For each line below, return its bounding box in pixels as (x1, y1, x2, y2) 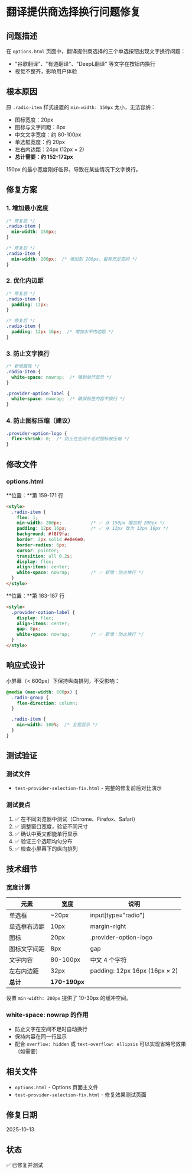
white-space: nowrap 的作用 (6, 1011, 89, 1019)
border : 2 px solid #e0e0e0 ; (17, 537, 86, 543)
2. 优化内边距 (6, 277, 44, 285)
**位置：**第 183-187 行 (6, 592, 65, 599)
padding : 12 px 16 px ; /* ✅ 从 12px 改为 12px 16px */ (17, 526, 169, 532)
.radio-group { (11, 695, 49, 700)
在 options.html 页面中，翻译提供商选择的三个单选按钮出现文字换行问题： (6, 48, 186, 55)
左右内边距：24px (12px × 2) (14, 146, 84, 153)
